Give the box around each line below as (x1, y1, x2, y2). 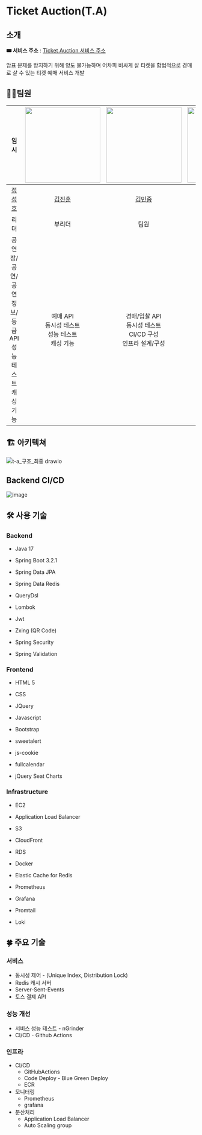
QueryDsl (14, 592, 39, 599)
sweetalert (14, 737, 41, 745)
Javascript (14, 714, 41, 722)
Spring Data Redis (14, 580, 60, 588)
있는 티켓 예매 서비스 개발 (25, 69, 85, 76)
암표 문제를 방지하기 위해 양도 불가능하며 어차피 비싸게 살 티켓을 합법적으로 (6, 62, 182, 69)
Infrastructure (6, 787, 49, 796)
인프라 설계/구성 (122, 339, 165, 348)
